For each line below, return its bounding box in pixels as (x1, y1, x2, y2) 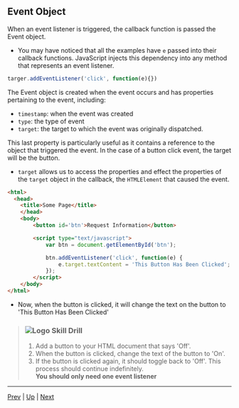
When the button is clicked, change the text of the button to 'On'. (35, 350, 225, 358)
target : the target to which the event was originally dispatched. (17, 124, 204, 133)
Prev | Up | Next (7, 392, 55, 402)
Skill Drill (51, 325, 83, 335)
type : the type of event (17, 117, 85, 126)
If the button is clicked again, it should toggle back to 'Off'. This (35, 357, 221, 366)
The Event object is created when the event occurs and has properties (7, 88, 214, 96)
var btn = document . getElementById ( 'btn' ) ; (45, 241, 176, 248)
